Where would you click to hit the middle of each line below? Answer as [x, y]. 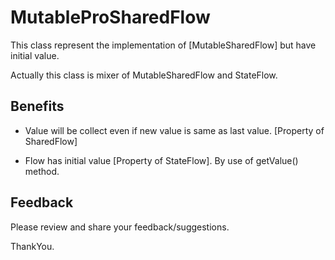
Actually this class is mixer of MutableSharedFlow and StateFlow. [144, 75]
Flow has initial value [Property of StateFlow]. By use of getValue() [161, 160]
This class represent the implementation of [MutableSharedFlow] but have [163, 45]
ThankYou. [32, 246]
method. [42, 171]
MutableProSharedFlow [110, 17]
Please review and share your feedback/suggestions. [120, 227]
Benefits [37, 106]
